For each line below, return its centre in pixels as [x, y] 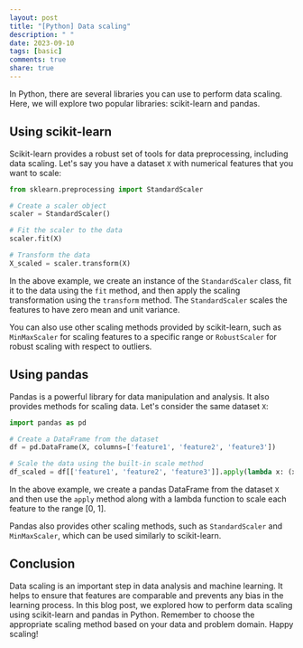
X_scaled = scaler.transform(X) [70, 263]
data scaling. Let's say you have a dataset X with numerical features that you [151, 163]
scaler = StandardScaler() [60, 214]
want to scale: [35, 173]
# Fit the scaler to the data [66, 230]
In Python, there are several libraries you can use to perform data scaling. [146, 94]
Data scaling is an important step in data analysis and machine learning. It [146, 586]
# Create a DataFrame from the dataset [84, 439]
